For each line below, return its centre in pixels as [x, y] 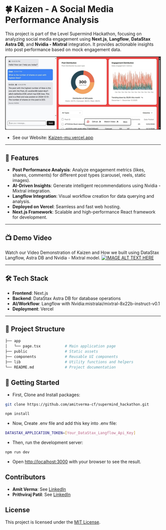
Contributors [25, 477]
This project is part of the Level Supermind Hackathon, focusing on [73, 34]
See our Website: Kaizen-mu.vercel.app [53, 138]
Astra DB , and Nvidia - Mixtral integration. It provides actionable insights [80, 44]
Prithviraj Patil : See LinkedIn [41, 494]
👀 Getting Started [32, 383]
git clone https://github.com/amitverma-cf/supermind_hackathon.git [77, 404]
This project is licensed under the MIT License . [53, 522]
